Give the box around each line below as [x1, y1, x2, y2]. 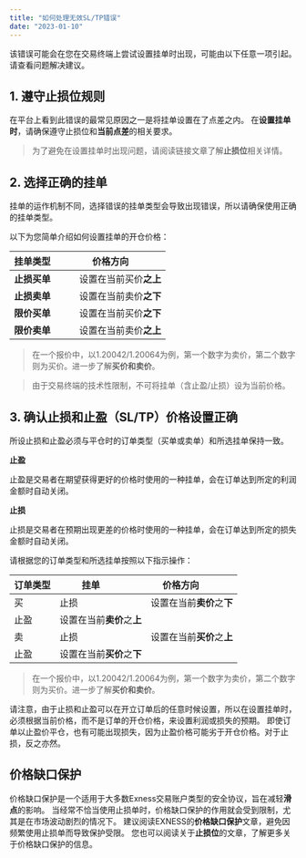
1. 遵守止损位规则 [9, 88, 106, 104]
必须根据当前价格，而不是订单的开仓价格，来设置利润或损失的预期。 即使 [9, 715, 283, 726]
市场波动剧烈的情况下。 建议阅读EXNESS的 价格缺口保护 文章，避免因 [33, 815, 291, 826]
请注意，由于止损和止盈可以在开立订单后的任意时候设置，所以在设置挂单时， [9, 703, 297, 714]
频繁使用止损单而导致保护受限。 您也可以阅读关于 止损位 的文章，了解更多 [9, 827, 283, 838]
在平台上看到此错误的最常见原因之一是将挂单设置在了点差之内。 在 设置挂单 [9, 115, 291, 126]
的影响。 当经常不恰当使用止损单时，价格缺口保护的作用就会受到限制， [17, 804, 283, 815]
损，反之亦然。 [9, 738, 66, 749]
